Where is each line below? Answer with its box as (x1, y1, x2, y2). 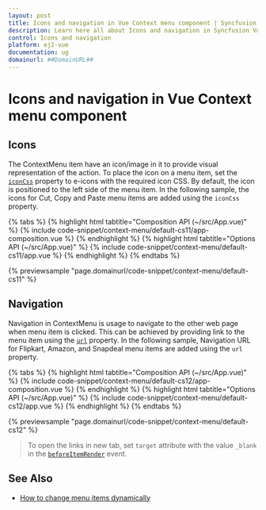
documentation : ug (8, 48, 69, 56)
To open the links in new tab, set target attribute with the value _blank (27, 440, 257, 450)
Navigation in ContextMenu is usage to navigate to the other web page (8, 318, 239, 328)
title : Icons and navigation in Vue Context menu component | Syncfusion (8, 19, 257, 27)
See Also (8, 472, 53, 485)
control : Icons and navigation (8, 33, 112, 42)
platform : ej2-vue (8, 41, 69, 49)
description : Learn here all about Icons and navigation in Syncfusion (8, 26, 249, 34)
